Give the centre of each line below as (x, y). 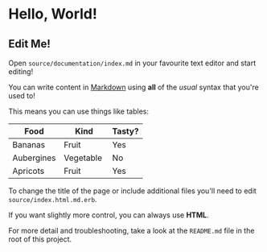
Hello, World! (53, 14)
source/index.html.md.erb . (53, 199)
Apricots (29, 171)
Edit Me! (29, 44)
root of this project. (40, 239)
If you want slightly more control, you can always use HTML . (109, 215)
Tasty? (125, 131)
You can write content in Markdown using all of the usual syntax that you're (133, 87)
